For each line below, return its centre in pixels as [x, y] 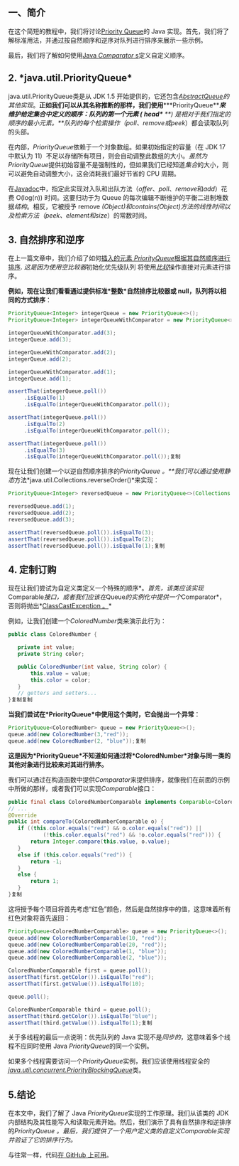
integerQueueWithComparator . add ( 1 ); [62, 372]
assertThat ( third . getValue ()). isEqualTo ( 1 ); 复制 [80, 1023]
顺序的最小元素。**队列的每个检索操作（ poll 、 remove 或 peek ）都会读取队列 [118, 122]
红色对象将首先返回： [39, 918]
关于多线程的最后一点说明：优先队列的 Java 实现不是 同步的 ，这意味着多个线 [119, 1037]
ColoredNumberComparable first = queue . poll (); [80, 971]
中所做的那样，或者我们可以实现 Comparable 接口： [82, 788]
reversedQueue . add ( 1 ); [41, 507]
